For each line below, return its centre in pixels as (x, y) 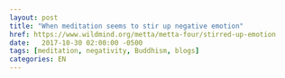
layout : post (34, 17)
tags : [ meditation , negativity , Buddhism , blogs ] (105, 51)
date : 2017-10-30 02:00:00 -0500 (76, 43)
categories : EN (38, 59)
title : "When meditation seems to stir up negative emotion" (127, 26)
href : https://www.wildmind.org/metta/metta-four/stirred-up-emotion (143, 34)
